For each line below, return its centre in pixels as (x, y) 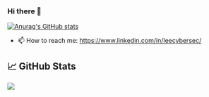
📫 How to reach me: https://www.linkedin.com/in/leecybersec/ (109, 41)
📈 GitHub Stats (42, 66)
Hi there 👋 (25, 11)
